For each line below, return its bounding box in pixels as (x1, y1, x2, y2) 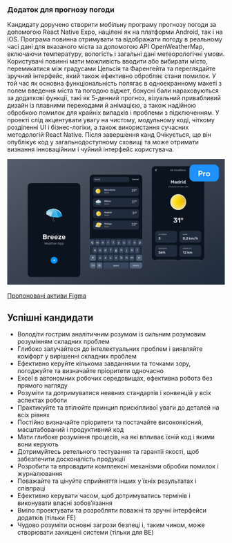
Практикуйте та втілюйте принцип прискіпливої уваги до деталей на (17, 403, 220, 412)
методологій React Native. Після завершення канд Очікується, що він (7, 131, 212, 139)
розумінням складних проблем (17, 337, 110, 345)
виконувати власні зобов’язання (17, 499, 113, 507)
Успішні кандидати (7, 312, 94, 323)
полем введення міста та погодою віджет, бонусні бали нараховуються (7, 86, 219, 95)
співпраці (17, 484, 46, 492)
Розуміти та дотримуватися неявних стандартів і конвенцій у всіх (17, 388, 212, 397)
